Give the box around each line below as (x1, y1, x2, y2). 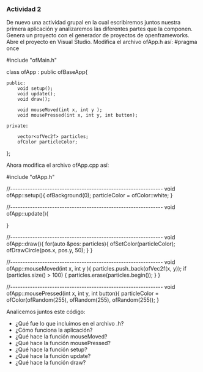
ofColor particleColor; (17, 139, 78, 145)
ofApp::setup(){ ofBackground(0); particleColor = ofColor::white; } (6, 192, 173, 199)
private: (6, 123, 29, 129)
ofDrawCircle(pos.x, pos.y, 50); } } (6, 247, 93, 254)
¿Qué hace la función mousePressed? (15, 340, 111, 347)
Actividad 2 (6, 5, 42, 13)
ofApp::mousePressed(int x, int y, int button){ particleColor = (6, 290, 159, 297)
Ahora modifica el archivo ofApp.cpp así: (6, 161, 109, 169)
